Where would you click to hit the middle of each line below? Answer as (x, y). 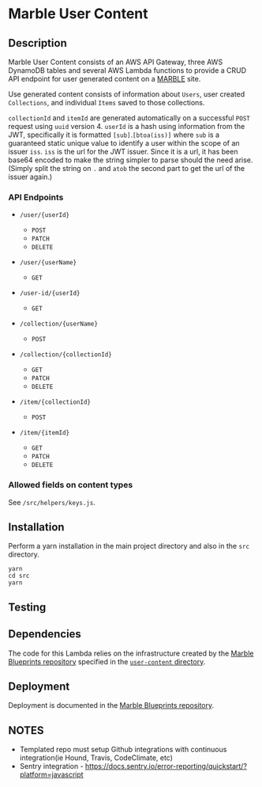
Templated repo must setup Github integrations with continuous (123, 750)
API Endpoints (36, 197)
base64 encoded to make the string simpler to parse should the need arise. (131, 160)
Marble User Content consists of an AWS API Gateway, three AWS (116, 62)
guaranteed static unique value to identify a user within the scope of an (124, 143)
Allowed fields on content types (71, 485)
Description (37, 43)
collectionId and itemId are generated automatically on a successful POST (129, 118)
